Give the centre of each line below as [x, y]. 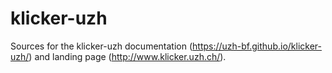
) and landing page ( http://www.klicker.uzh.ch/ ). [127, 56]
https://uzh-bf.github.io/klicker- [257, 46]
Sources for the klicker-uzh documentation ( [101, 46]
